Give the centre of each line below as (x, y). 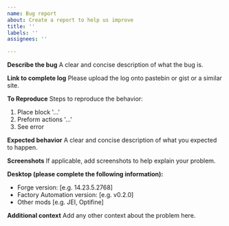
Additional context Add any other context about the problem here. (101, 216)
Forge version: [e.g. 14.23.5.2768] (65, 187)
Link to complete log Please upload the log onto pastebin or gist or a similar (115, 78)
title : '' (21, 26)
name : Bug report (32, 13)
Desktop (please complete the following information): (85, 174)
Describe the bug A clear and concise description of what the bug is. (105, 65)
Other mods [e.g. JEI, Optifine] (61, 202)
